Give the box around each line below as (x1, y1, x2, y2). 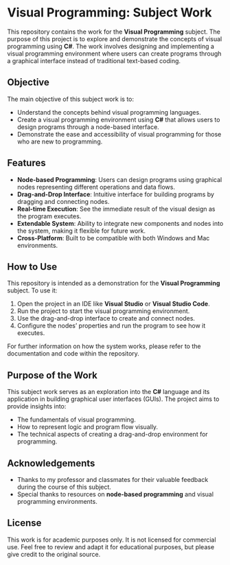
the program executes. (16, 211, 82, 220)
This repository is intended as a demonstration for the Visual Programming (7, 279, 220, 288)
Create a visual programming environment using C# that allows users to (16, 115, 220, 124)
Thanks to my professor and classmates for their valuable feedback (16, 476, 209, 483)
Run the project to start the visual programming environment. (16, 307, 190, 315)
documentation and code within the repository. (7, 349, 139, 358)
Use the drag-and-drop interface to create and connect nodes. (16, 314, 196, 323)
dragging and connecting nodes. (16, 197, 110, 205)
